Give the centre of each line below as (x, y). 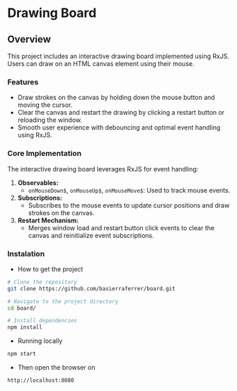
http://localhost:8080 (41, 380)
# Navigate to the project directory (63, 301)
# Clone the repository (42, 282)
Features (23, 81)
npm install (25, 327)
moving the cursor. (45, 105)
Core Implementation (45, 154)
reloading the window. (50, 120)
